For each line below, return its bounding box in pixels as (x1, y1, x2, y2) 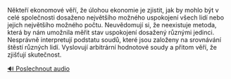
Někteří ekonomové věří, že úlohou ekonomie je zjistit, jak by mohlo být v (7, 6, 220, 14)
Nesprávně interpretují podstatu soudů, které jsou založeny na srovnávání (7, 36, 222, 44)
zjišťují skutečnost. (7, 50, 62, 59)
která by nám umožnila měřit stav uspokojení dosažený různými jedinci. (7, 28, 215, 36)
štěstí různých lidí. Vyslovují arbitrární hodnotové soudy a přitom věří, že (7, 43, 217, 51)
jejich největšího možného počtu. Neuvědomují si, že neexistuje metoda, (7, 21, 217, 29)
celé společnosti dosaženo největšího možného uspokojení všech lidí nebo (7, 13, 224, 22)
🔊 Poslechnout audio (7, 64, 70, 73)
